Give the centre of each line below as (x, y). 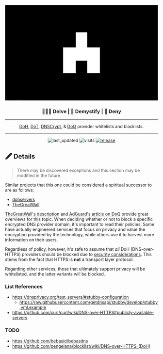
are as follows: (20, 190)
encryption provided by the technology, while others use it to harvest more (80, 235)
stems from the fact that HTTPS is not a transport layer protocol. (70, 259)
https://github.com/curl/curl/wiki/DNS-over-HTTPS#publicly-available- (83, 313)
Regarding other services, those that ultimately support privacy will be (75, 269)
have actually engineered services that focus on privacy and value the (75, 229)
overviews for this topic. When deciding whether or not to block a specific (79, 219)
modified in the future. (39, 176)
